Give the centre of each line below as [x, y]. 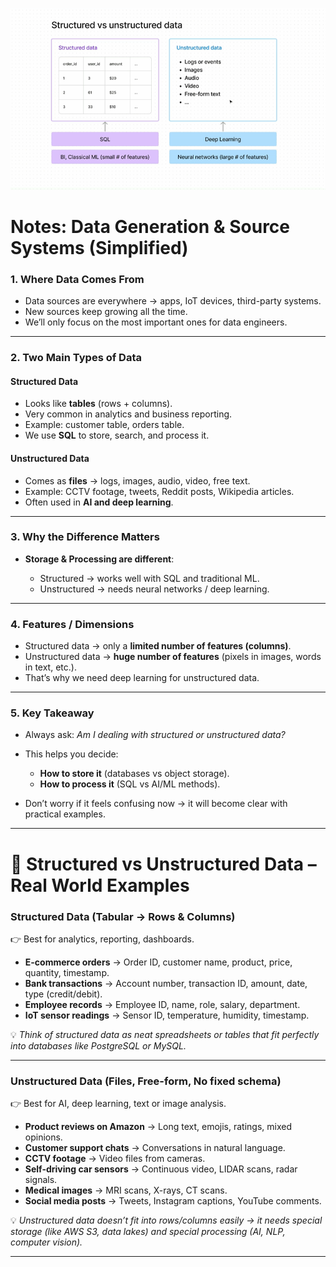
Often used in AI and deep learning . [99, 502]
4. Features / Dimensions [72, 624]
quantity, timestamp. [67, 972]
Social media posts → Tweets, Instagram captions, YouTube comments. [173, 1201]
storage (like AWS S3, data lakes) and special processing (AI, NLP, [148, 1232]
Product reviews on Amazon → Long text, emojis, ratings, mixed [158, 1127]
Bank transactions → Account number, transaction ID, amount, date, [166, 983]
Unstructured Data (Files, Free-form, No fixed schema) [146, 1081]
